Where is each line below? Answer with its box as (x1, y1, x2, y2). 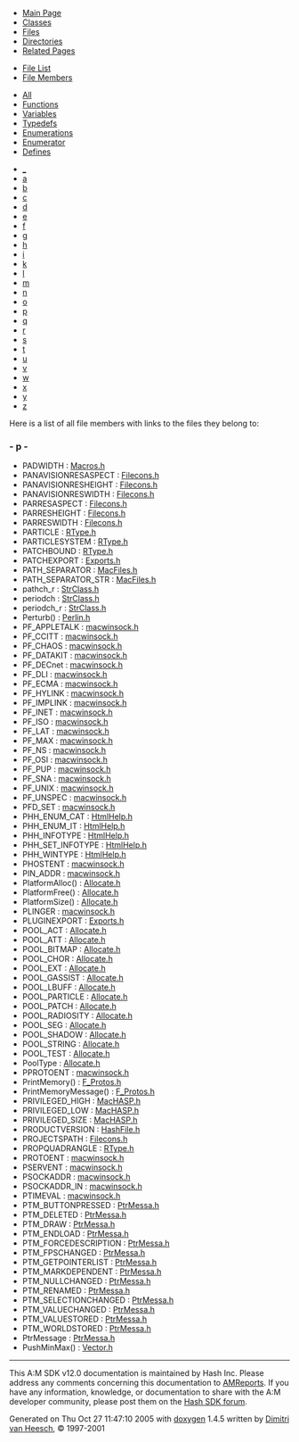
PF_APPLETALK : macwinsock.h (21, 622, 140, 633)
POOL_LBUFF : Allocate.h (21, 982, 116, 993)
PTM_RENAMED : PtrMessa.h (21, 1285, 131, 1297)
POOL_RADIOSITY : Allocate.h (21, 1010, 133, 1021)
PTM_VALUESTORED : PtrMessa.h (21, 1314, 148, 1324)
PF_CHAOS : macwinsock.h (21, 641, 123, 651)
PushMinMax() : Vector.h (21, 1342, 113, 1353)
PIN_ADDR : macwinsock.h (21, 868, 120, 879)
